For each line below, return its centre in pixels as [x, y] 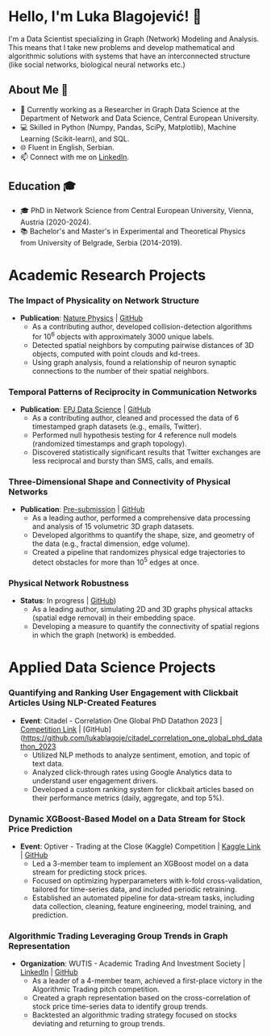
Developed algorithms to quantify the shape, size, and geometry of [143, 535]
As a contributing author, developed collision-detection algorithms [142, 327]
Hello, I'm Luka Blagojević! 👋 [105, 17]
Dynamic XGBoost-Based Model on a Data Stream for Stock [127, 819]
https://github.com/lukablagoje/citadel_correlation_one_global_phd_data [143, 737]
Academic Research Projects [107, 275]
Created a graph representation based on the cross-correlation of [141, 998]
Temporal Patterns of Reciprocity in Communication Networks [133, 392]
